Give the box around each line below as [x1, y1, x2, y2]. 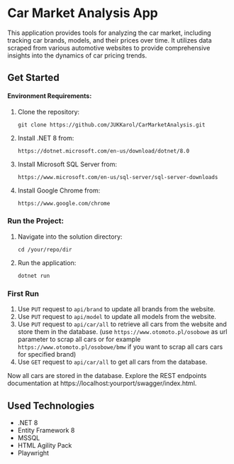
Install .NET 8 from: [17, 134, 74, 142]
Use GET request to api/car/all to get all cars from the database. [17, 357, 208, 367]
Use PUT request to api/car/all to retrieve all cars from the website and [17, 320, 227, 328]
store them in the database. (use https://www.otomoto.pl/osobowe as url [17, 328, 228, 336]
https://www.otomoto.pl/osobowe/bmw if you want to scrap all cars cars [17, 342, 223, 351]
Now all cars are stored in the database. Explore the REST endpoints [7, 372, 207, 380]
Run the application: [17, 258, 77, 267]
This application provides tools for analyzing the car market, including [7, 28, 211, 37]
